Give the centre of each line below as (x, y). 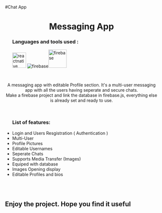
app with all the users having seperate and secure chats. (81, 90)
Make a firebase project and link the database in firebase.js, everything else (81, 95)
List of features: (31, 122)
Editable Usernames (32, 148)
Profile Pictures (27, 143)
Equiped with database (35, 164)
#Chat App (16, 7)
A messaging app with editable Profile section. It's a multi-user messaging (81, 85)
